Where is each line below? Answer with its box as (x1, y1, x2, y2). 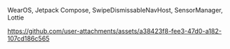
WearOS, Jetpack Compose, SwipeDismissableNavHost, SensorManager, (7, 6, 223, 14)
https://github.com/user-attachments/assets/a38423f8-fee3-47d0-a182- (7, 27, 222, 35)
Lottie (7, 13, 25, 22)
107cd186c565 (7, 34, 50, 43)
